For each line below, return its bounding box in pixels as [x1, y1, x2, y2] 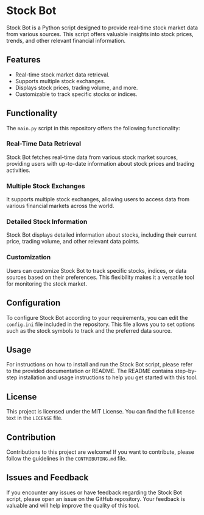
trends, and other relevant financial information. [6, 37, 126, 44]
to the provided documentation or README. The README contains [6, 368, 174, 375]
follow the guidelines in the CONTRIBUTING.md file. [6, 455, 127, 462]
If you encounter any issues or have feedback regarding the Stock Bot [6, 489, 183, 496]
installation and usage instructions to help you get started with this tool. [18, 374, 198, 381]
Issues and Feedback [6, 472, 89, 483]
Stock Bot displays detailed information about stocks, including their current [6, 231, 197, 239]
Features [6, 54, 41, 65]
